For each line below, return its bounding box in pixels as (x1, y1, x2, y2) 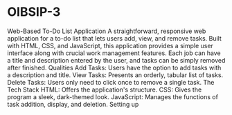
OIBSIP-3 (7, 4, 61, 20)
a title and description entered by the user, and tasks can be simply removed (7, 56, 226, 64)
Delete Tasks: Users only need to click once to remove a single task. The (7, 78, 215, 86)
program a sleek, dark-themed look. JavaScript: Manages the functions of (7, 92, 218, 101)
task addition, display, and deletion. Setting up (7, 100, 139, 108)
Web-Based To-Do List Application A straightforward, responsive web (7, 27, 206, 35)
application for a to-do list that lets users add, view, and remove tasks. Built (7, 34, 222, 42)
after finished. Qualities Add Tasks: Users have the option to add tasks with (7, 63, 222, 72)
